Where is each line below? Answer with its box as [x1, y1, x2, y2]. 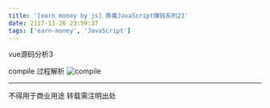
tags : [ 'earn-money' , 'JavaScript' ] [8, 26, 131, 34]
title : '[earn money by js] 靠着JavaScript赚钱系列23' [8, 11, 189, 20]
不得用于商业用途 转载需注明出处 [8, 91, 117, 101]
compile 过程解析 [8, 66, 66, 76]
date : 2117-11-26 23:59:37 [8, 19, 99, 27]
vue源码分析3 [8, 50, 54, 59]
